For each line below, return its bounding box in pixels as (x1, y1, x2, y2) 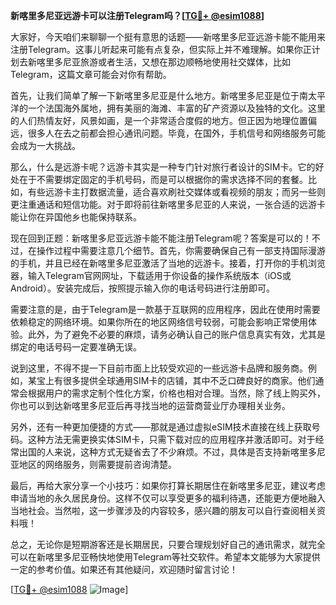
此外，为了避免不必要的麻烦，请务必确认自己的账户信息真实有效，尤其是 (27, 329, 326, 340)
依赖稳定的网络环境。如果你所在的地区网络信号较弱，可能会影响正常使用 (10, 316, 308, 328)
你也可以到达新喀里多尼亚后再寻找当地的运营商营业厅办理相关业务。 (10, 400, 291, 411)
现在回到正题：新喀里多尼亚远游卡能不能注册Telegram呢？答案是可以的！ (10, 232, 312, 244)
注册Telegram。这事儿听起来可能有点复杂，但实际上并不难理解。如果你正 (10, 44, 312, 55)
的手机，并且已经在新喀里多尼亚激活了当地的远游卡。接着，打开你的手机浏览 (10, 257, 326, 269)
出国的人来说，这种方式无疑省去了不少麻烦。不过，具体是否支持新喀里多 (18, 446, 317, 458)
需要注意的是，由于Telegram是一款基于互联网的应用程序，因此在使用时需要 (10, 304, 321, 315)
